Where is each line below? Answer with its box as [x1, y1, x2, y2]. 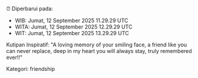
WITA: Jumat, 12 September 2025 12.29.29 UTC [14, 23, 133, 30]
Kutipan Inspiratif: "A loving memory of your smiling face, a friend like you [6, 41, 187, 48]
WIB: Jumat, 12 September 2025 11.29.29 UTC [14, 17, 129, 24]
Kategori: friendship [6, 65, 55, 72]
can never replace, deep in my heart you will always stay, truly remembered [6, 48, 192, 54]
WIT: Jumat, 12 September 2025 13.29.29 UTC [14, 30, 129, 36]
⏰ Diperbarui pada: [6, 5, 54, 12]
